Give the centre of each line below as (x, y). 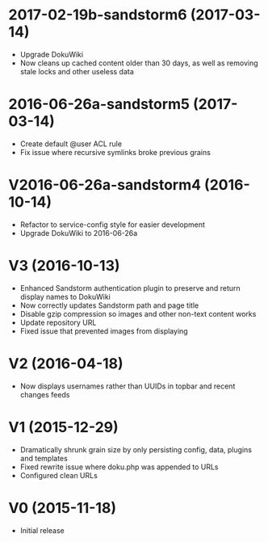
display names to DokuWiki (65, 296)
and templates (44, 458)
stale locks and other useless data (77, 71)
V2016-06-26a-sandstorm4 (105, 185)
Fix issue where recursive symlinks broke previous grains (115, 152)
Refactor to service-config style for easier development (113, 225)
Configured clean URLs (59, 475)
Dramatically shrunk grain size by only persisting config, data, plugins (136, 449)
